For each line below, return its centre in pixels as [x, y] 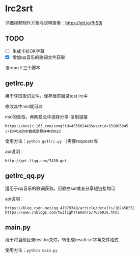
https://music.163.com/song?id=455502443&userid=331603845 [67, 126]
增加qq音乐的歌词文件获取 [39, 57]
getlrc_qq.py [25, 176]
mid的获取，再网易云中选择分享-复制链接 [46, 116]
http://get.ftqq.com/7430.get [36, 161]
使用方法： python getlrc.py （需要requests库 [52, 141]
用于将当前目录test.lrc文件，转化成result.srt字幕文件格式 [62, 240]
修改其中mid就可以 [24, 106]
